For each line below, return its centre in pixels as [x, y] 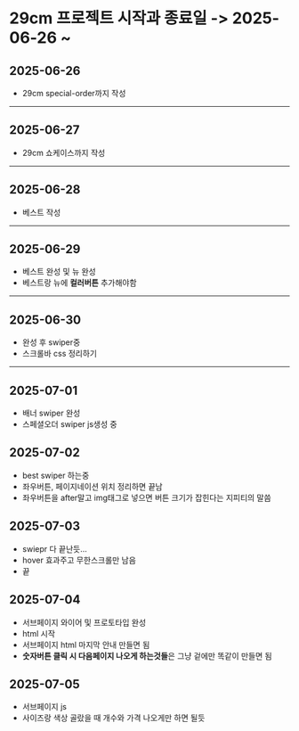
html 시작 [39, 633]
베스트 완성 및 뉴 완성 [59, 272]
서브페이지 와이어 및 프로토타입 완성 [84, 622]
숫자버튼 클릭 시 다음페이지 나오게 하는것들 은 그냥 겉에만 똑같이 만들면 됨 [147, 655]
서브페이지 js [44, 707]
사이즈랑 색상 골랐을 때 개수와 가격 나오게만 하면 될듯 [113, 718]
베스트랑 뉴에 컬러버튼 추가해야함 [79, 283]
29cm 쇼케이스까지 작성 [64, 152]
